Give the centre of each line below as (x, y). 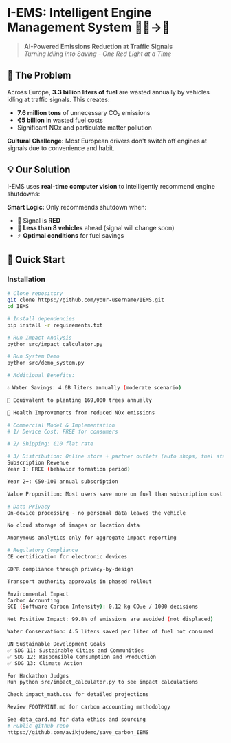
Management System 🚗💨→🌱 (89, 27)
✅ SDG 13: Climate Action (45, 663)
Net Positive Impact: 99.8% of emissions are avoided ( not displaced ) (110, 619)
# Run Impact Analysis (40, 338)
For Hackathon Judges (38, 676)
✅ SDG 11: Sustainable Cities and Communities (76, 650)
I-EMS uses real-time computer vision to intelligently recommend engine (111, 186)
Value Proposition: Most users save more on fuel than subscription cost (115, 494)
